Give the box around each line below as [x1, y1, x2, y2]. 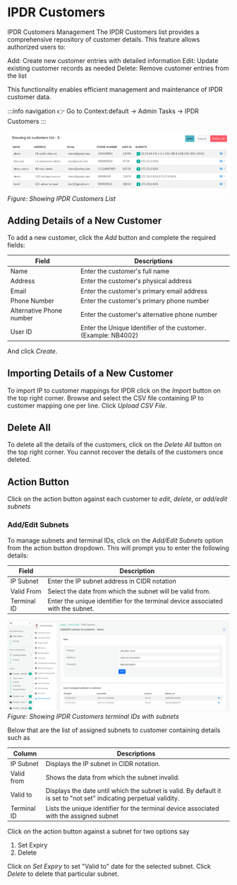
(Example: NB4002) [80, 331, 139, 340]
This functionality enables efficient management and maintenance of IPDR [7, 85, 224, 93]
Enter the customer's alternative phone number [80, 310, 218, 318]
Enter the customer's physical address [80, 277, 193, 285]
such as [7, 734, 30, 742]
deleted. [7, 456, 32, 464]
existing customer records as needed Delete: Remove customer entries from [7, 64, 229, 72]
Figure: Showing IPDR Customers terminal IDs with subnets [7, 712, 180, 721]
